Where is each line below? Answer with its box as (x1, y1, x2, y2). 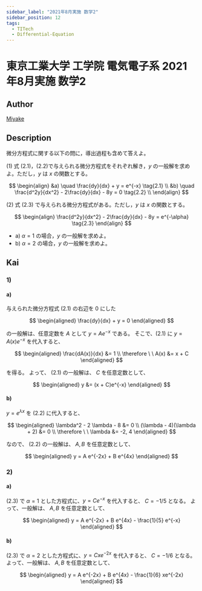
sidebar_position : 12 (6, 15, 61, 21)
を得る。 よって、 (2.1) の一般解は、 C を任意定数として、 (6, 369, 149, 376)
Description (6, 133, 51, 143)
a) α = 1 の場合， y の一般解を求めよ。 (15, 232, 110, 239)
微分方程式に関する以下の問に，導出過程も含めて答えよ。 (6, 149, 149, 156)
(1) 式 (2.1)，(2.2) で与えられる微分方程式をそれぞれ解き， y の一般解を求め (6, 162, 191, 170)
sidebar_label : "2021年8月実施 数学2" (6, 8, 99, 15)
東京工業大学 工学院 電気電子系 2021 (6, 59, 187, 73)
